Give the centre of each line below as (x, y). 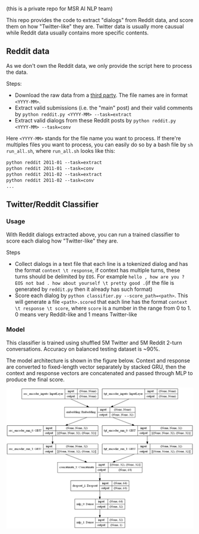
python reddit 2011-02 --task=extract (54, 174)
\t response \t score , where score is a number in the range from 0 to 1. (103, 308)
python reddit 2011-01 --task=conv (50, 168)
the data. (17, 72)
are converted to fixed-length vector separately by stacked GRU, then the (96, 367)
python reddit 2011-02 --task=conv (50, 180)
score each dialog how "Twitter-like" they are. (62, 241)
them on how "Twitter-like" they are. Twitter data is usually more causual (95, 26)
